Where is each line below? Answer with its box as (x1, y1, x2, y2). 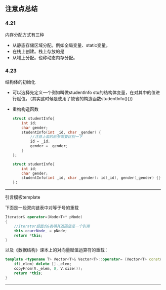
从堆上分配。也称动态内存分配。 (12, 54, 78, 60)
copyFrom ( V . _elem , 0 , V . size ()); (14, 266, 83, 271)
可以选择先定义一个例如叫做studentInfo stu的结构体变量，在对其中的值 (12, 89, 156, 95)
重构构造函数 (12, 106, 39, 112)
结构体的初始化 (5, 79, 36, 85)
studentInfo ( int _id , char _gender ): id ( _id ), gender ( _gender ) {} (21, 175, 161, 180)
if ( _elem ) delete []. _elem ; (14, 261, 72, 267)
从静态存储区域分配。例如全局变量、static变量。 (12, 42, 110, 48)
